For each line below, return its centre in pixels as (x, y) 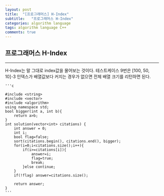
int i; (20, 133)
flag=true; (42, 158)
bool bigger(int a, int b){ (34, 111)
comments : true (20, 32)
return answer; (29, 184)
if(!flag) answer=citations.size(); (51, 175)
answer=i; (41, 154)
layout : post (18, 10)
